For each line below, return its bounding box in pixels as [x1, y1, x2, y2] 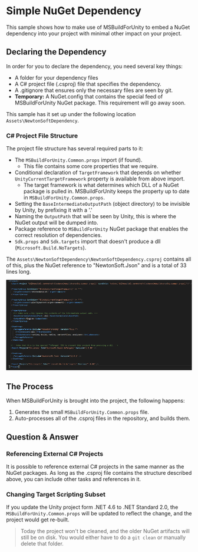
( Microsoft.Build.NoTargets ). [14, 244, 87, 251]
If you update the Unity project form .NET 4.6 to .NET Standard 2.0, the [6, 504, 179, 511]
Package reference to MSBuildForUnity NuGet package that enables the [14, 225, 189, 232]
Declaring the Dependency [6, 47, 107, 57]
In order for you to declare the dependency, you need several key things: [6, 63, 183, 70]
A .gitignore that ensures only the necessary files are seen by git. [14, 87, 173, 94]
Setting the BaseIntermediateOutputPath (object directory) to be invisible [14, 201, 190, 208]
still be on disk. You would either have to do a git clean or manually [20, 534, 186, 541]
